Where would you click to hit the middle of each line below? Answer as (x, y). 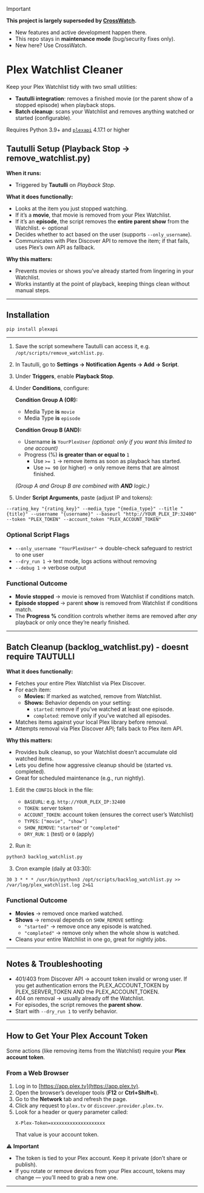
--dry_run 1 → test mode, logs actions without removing (86, 561)
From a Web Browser (38, 1072)
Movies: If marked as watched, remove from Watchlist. (93, 696)
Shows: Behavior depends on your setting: (78, 702)
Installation (28, 315)
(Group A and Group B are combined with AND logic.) (82, 486)
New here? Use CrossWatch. (51, 45)
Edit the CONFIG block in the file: (54, 789)
